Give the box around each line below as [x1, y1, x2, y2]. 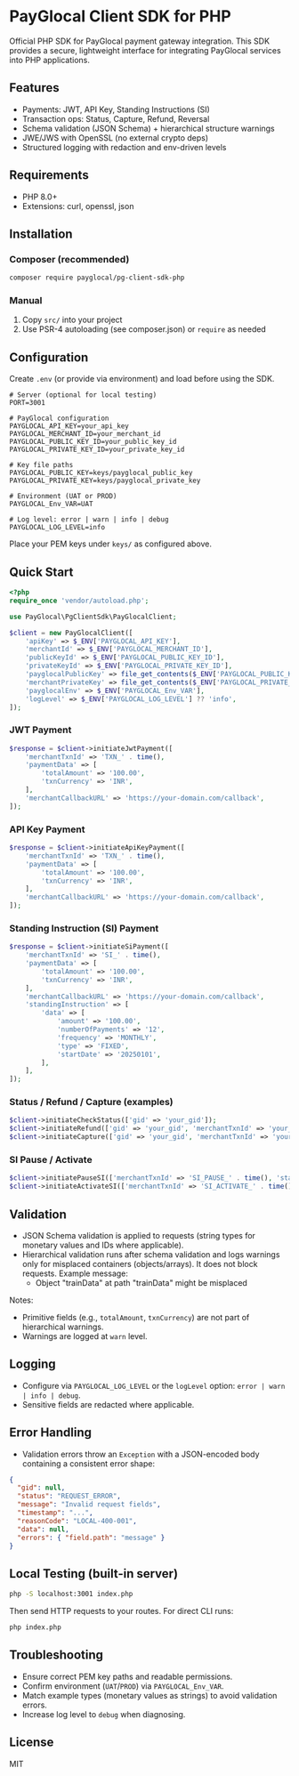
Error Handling [9, 1425, 92, 1441]
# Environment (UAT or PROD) [9, 492, 117, 501]
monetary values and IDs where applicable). [21, 1239, 184, 1250]
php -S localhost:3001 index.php [9, 1590, 133, 1599]
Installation [9, 226, 73, 241]
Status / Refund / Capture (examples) [9, 1096, 174, 1109]
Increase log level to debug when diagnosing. [21, 1708, 186, 1719]
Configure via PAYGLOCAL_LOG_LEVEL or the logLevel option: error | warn [21, 1380, 286, 1391]
